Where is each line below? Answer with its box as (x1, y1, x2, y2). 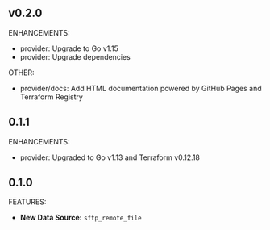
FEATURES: (8, 197, 47, 207)
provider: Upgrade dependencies (19, 52, 131, 61)
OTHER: (8, 68, 35, 77)
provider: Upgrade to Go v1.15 (19, 44, 119, 53)
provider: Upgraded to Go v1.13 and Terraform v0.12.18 (19, 153, 200, 162)
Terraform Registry (19, 92, 83, 102)
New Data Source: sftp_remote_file (19, 213, 143, 223)
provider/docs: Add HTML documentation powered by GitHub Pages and (19, 83, 262, 93)
